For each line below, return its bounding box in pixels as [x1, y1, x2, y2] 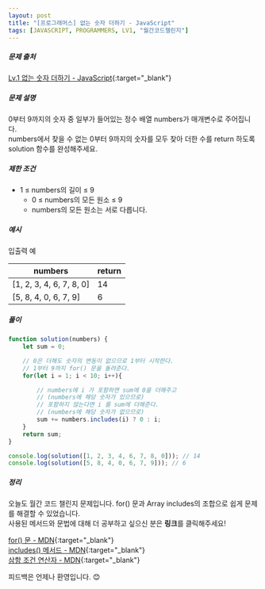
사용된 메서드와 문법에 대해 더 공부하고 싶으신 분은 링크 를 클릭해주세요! [8, 518, 226, 528]
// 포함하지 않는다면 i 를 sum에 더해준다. [36, 401, 159, 409]
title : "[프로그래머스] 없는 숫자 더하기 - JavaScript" [8, 19, 175, 27]
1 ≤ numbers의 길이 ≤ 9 [19, 185, 95, 195]
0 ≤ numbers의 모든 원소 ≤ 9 [31, 195, 123, 205]
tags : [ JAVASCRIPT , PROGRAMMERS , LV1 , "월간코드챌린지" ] [8, 26, 189, 34]
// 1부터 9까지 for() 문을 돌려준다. [22, 364, 131, 373]
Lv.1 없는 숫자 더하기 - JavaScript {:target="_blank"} [8, 73, 172, 83]
